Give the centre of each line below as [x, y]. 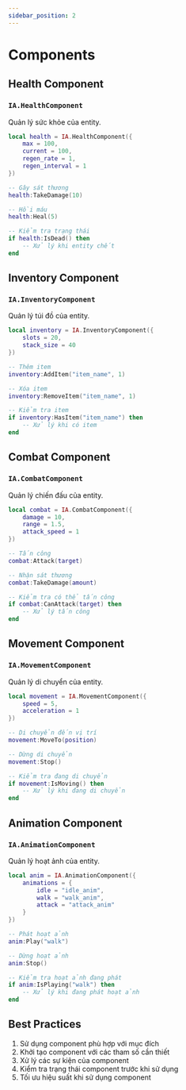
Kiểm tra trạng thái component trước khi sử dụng [99, 1069]
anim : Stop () [28, 963]
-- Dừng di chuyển [40, 754]
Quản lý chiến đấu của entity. [56, 495]
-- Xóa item [28, 389]
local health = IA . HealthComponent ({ [70, 137]
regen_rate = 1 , [49, 159]
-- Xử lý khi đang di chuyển [74, 791]
